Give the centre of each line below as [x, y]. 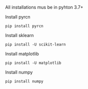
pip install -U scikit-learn [35, 44]
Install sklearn [19, 35]
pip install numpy [24, 81]
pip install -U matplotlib [33, 63]
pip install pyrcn [24, 26]
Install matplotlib [22, 54]
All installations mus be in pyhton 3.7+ [44, 7]
